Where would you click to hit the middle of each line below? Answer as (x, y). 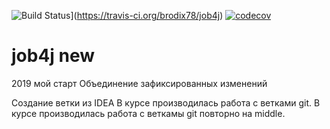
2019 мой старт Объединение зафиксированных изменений (139, 83)
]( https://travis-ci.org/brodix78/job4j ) (147, 15)
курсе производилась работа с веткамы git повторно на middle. (148, 113)
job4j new (53, 56)
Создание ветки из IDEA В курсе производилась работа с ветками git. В (166, 102)
